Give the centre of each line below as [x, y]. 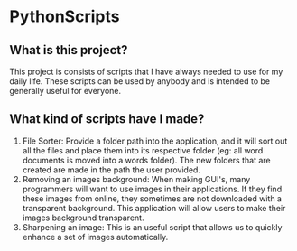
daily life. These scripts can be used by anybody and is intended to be [140, 81]
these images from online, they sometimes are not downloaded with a [152, 198]
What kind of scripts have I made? [107, 119]
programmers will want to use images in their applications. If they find [152, 189]
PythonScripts [65, 17]
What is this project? [69, 50]
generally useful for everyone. [65, 91]
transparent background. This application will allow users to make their [154, 208]
